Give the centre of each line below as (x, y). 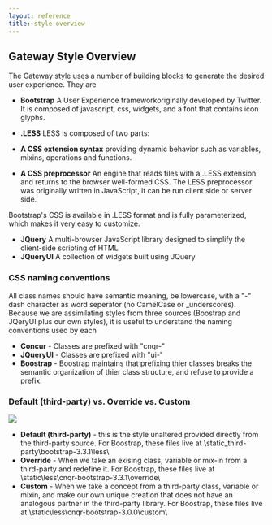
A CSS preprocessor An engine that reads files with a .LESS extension (138, 174)
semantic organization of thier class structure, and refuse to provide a (137, 371)
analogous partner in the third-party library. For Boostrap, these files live (141, 503)
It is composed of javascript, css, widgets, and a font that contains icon (139, 109)
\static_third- (225, 443)
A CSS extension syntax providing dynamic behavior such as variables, (140, 149)
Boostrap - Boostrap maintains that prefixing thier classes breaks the (136, 363)
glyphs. (32, 118)
